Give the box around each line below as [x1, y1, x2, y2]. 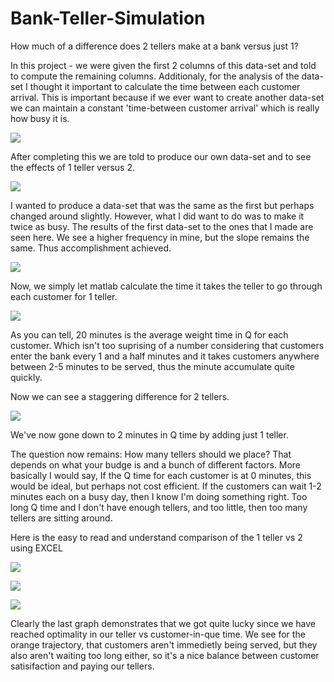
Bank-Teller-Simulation [10, 7, 206, 30]
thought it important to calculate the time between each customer [29, 80, 301, 92]
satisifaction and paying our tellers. [10, 660, 155, 672]
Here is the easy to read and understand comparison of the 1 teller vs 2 [10, 531, 303, 543]
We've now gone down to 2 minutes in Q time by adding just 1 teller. [10, 428, 289, 441]
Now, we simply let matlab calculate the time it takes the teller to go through [10, 280, 323, 292]
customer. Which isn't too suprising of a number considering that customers [10, 339, 325, 351]
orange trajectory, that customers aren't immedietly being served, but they [10, 638, 318, 651]
